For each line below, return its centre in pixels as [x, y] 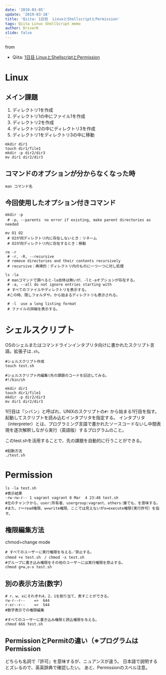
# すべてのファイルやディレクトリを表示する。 [48, 290]
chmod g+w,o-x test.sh [28, 567]
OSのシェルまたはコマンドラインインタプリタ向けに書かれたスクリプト [78, 345]
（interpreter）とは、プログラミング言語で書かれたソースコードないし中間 [81, 424]
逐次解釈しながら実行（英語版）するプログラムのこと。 [70, 430]
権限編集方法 [25, 530]
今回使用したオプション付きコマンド [60, 203]
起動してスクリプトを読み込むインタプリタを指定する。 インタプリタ [75, 417]
